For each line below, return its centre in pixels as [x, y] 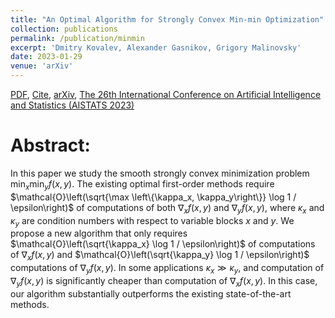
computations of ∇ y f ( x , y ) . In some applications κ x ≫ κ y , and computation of [167, 269]
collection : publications [64, 29]
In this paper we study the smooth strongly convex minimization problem [160, 173]
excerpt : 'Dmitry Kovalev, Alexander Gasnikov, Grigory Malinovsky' [156, 47]
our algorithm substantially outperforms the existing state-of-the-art [151, 293]
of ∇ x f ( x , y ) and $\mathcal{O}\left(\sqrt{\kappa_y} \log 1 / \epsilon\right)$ [160, 256]
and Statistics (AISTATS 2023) [72, 105]
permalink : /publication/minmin [77, 38]
